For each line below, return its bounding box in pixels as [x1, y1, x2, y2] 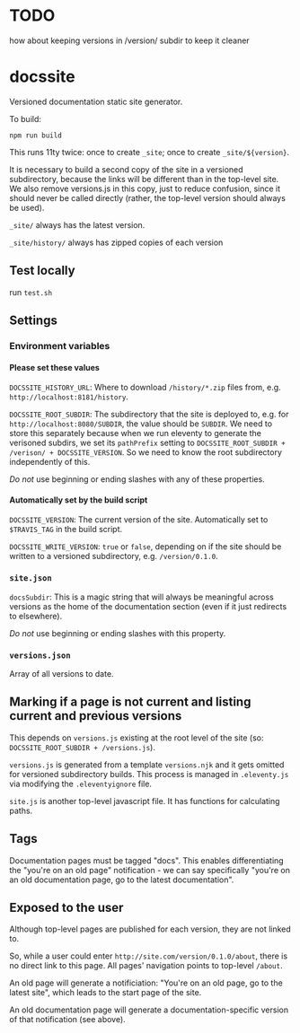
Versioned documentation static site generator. [9, 96, 183, 107]
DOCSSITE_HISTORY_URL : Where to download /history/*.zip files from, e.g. [9, 382, 281, 393]
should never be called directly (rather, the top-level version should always [9, 192, 286, 203]
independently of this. [9, 457, 91, 468]
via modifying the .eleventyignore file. [9, 778, 153, 789]
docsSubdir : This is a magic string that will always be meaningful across [9, 591, 274, 602]
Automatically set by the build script [9, 495, 148, 505]
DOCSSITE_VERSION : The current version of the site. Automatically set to [9, 514, 269, 525]
